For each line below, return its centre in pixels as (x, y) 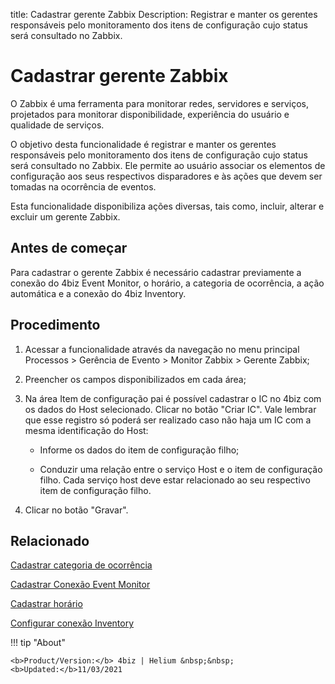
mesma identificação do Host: (86, 430)
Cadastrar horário (46, 604)
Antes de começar (69, 248)
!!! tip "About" (38, 643)
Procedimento (55, 325)
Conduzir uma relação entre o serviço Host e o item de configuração (181, 469)
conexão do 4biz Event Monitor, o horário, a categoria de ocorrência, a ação (167, 283)
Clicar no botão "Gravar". (76, 510)
